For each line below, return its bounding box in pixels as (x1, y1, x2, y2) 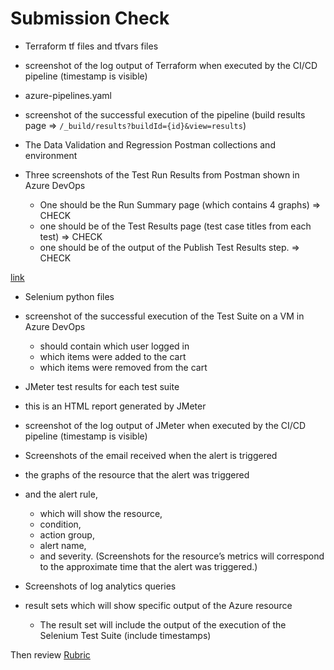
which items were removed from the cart (39, 361, 208, 373)
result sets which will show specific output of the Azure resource (24, 599, 293, 611)
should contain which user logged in (39, 340, 190, 352)
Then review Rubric (10, 648, 91, 661)
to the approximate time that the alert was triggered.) (39, 560, 258, 572)
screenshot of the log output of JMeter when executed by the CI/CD (24, 419, 307, 431)
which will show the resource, (39, 507, 163, 519)
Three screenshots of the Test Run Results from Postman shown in (24, 168, 300, 181)
